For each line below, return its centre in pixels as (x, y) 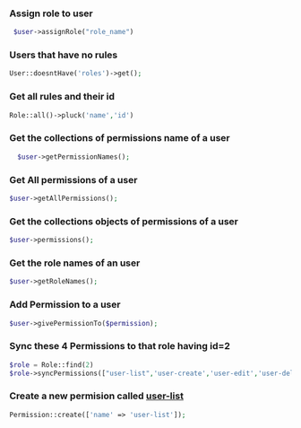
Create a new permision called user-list (96, 396)
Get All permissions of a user (73, 179)
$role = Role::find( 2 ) (52, 365)
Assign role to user (52, 13)
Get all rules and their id (62, 97)
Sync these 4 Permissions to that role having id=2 (120, 346)
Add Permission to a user (65, 305)
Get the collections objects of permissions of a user (124, 221)
